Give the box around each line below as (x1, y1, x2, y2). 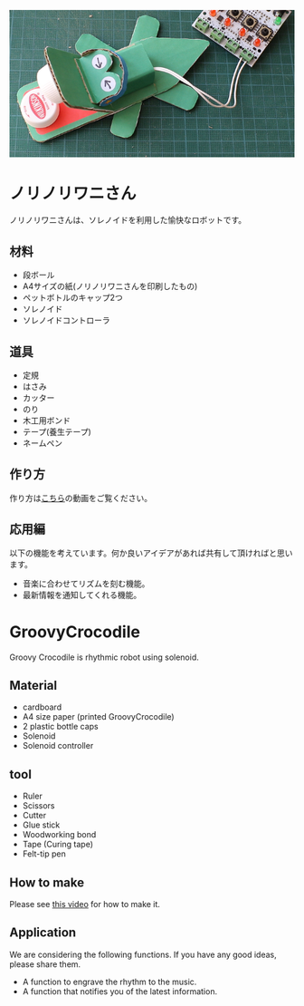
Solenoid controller (22, 740, 94, 751)
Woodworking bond (22, 829, 97, 840)
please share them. (9, 958, 81, 970)
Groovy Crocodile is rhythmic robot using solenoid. (9, 652, 199, 663)
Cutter (22, 810, 47, 821)
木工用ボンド (22, 415, 71, 426)
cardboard (22, 701, 62, 712)
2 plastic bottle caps (22, 721, 99, 732)
